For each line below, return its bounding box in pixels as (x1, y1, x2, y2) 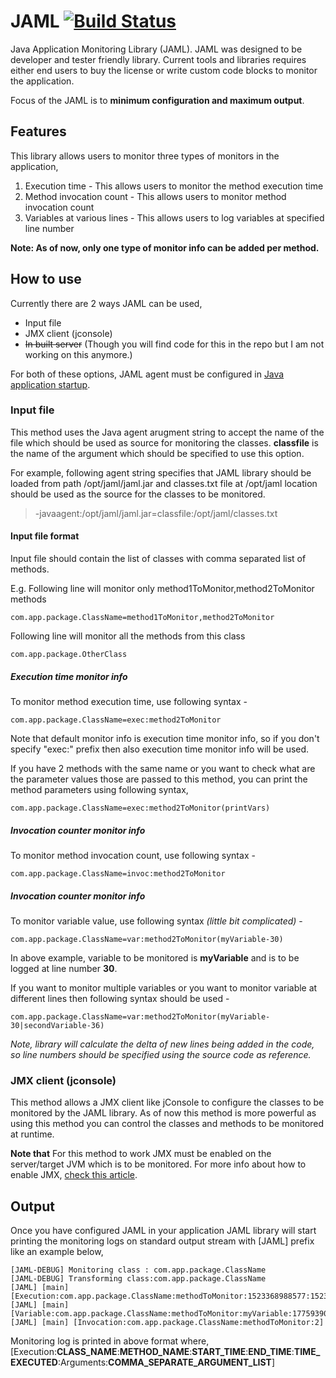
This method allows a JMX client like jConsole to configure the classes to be (10, 1096, 325, 1109)
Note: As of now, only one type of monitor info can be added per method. (10, 241, 320, 254)
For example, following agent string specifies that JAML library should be (10, 466, 312, 479)
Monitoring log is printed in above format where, (10, 1335, 210, 1347)
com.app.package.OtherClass (10, 650, 128, 660)
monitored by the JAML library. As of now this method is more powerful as (10, 1107, 317, 1119)
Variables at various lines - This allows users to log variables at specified (24, 211, 325, 224)
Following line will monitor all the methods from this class (10, 630, 246, 642)
